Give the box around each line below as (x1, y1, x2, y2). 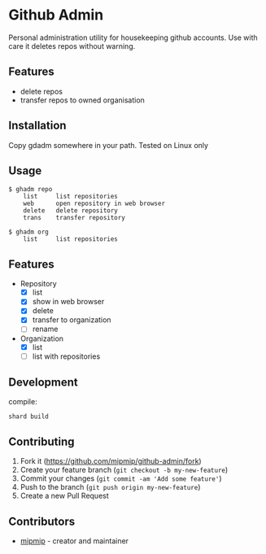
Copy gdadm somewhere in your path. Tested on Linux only (8, 140, 209, 150)
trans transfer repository (23, 214, 126, 222)
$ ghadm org (8, 228, 49, 237)
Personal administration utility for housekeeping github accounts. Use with (8, 33, 258, 42)
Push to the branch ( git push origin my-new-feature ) (20, 482, 201, 492)
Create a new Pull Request (20, 491, 110, 501)
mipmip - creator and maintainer (20, 536, 129, 546)
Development (8, 376, 79, 390)
